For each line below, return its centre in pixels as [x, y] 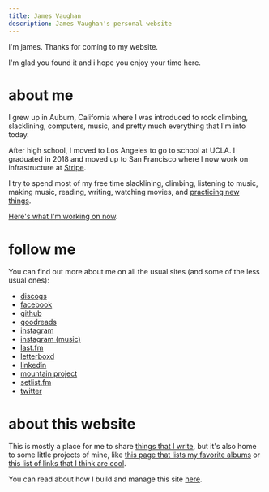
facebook [36, 304]
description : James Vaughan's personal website [90, 24]
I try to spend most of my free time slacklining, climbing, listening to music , [133, 183]
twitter [31, 391]
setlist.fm [36, 382]
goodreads [38, 322]
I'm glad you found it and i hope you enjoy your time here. [105, 63]
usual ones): [29, 280]
